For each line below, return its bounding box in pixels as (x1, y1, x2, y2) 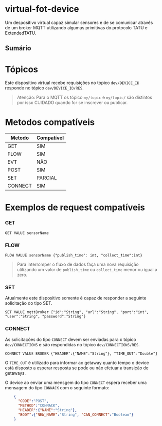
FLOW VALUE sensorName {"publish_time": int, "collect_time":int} (5, 253, 143, 257)
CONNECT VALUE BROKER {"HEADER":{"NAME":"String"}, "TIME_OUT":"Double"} (5, 351, 158, 356)
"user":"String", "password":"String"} (5, 314, 86, 319)
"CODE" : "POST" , (18, 399, 49, 404)
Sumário (5, 44, 32, 52)
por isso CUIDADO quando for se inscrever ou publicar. (17, 100, 128, 106)
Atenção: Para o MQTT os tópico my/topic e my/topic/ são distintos (17, 94, 152, 101)
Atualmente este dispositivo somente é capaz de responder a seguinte (5, 295, 147, 301)
